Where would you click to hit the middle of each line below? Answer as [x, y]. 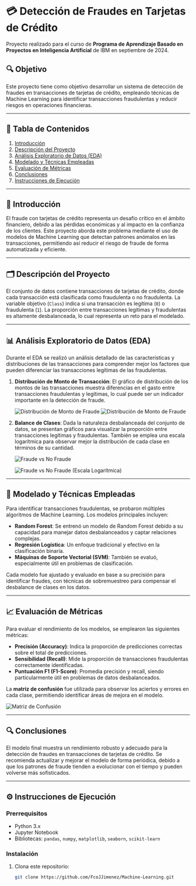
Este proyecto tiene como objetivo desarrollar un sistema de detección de [95, 86]
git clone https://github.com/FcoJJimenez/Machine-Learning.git [94, 877]
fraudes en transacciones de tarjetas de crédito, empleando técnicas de [93, 93]
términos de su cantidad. [44, 448]
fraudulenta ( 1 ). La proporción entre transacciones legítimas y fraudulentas [96, 310]
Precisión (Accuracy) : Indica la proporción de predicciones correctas [98, 646]
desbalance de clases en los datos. [48, 587]
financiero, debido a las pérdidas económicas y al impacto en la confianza [95, 225]
